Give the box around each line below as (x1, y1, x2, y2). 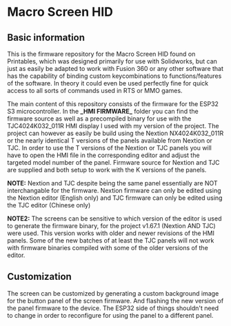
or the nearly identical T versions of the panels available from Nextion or (7, 136, 212, 145)
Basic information (7, 32, 85, 43)
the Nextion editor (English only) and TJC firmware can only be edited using (7, 194, 223, 202)
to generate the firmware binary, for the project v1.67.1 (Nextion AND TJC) (7, 222, 216, 230)
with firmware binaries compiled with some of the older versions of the (7, 244, 208, 252)
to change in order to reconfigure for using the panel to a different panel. (7, 311, 214, 319)
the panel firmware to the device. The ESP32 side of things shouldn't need (7, 304, 219, 312)
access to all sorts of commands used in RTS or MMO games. (7, 87, 183, 94)
